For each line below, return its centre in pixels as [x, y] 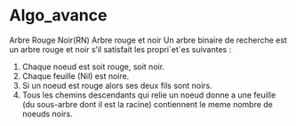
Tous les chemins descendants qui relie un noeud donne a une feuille [149, 95]
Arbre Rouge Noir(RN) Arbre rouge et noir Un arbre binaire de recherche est [148, 40]
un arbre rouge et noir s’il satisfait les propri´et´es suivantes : [120, 49]
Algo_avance [58, 16]
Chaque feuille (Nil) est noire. [76, 75]
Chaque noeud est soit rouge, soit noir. [93, 67]
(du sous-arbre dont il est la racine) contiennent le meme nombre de [148, 104]
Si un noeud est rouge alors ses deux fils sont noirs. [117, 85]
